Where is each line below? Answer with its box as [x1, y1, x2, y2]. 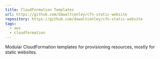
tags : [5, 21, 16, 26]
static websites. [5, 49, 37, 55]
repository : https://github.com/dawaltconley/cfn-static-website [5, 16, 143, 21]
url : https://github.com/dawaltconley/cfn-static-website [5, 12, 127, 17]
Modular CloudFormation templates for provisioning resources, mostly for [5, 44, 155, 50]
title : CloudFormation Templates [5, 7, 74, 12]
